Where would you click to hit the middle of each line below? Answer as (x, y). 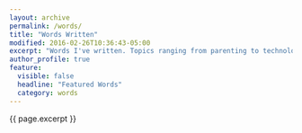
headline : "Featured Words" (70, 84)
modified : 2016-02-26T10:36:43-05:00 (80, 43)
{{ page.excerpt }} (43, 119)
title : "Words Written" (54, 34)
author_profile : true (50, 59)
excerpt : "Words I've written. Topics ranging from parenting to (134, 51)
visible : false (46, 76)
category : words (48, 93)
